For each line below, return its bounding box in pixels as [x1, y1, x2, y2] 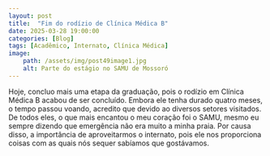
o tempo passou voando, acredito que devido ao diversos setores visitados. [8, 103, 262, 113]
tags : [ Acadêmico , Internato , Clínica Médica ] [8, 42, 169, 50]
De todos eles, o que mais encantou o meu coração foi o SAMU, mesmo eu [8, 112, 259, 122]
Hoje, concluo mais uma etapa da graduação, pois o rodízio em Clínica [8, 86, 245, 96]
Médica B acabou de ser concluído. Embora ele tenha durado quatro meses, [8, 95, 264, 105]
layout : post [8, 11, 53, 20]
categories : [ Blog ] [8, 34, 75, 43]
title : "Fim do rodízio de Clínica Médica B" [8, 19, 169, 27]
